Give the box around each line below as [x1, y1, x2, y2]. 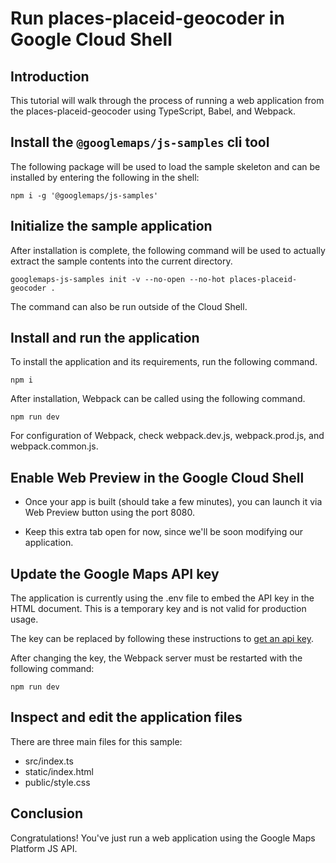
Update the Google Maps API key [10, 565, 220, 582]
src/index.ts [24, 755, 74, 767]
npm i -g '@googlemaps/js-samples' [10, 190, 159, 201]
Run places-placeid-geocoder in [10, 7, 285, 30]
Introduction [10, 68, 90, 85]
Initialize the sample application [10, 218, 213, 235]
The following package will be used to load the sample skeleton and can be [10, 160, 321, 172]
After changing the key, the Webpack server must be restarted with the [10, 652, 303, 664]
